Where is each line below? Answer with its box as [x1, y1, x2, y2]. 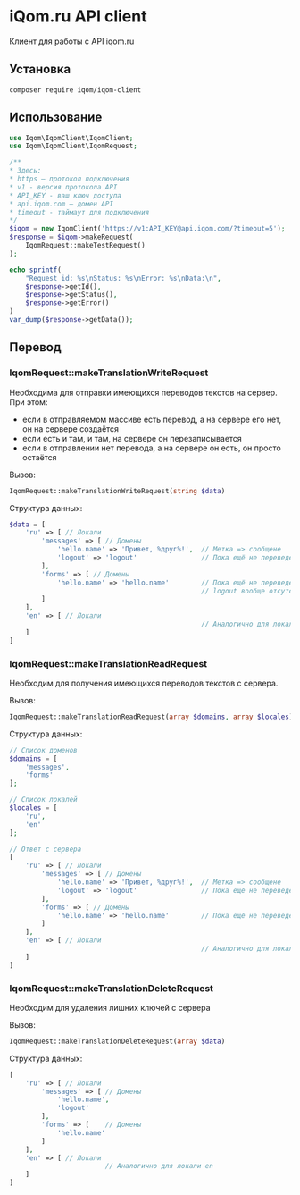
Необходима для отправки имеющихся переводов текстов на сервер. [9, 387, 279, 398]
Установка [9, 62, 71, 77]
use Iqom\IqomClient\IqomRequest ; [9, 141, 138, 151]
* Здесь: [9, 166, 42, 175]
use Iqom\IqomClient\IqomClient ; [9, 133, 134, 142]
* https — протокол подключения [9, 174, 129, 184]
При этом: [9, 396, 48, 408]
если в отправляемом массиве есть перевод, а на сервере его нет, [21, 414, 282, 425]
